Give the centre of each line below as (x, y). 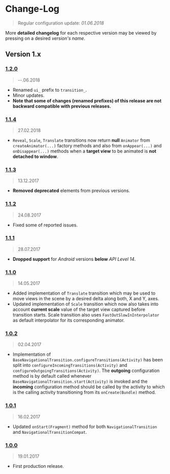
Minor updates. (28, 95)
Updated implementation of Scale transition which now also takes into (86, 304)
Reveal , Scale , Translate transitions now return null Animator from (81, 140)
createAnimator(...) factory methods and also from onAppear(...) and (87, 145)
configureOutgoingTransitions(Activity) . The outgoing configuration (86, 371)
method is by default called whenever (52, 376)
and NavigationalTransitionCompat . (50, 432)
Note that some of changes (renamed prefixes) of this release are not (87, 100)
